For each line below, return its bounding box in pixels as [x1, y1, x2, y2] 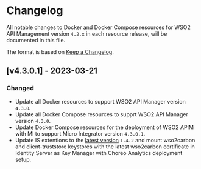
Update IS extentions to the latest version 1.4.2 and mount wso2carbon [15, 136, 196, 144]
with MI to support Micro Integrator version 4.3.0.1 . [15, 130, 146, 137]
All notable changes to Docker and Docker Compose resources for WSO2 [6, 24, 191, 31]
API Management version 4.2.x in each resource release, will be [6, 30, 167, 37]
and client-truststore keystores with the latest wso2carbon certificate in [15, 143, 195, 150]
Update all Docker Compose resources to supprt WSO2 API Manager [15, 110, 189, 118]
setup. [15, 156, 32, 163]
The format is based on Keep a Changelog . [6, 48, 114, 55]
